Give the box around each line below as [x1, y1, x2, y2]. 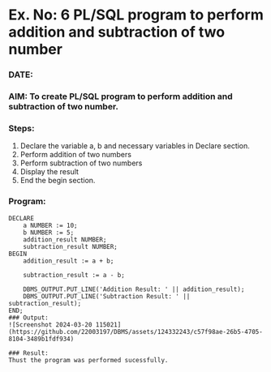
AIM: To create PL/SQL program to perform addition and [8, 91, 233, 102]
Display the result [19, 167, 80, 177]
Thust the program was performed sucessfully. [8, 356, 169, 364]
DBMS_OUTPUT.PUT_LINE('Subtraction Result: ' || [23, 292, 191, 301]
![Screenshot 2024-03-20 [8, 320, 92, 329]
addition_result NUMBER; [23, 235, 107, 244]
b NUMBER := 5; [23, 229, 75, 237]
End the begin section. [19, 176, 96, 186]
